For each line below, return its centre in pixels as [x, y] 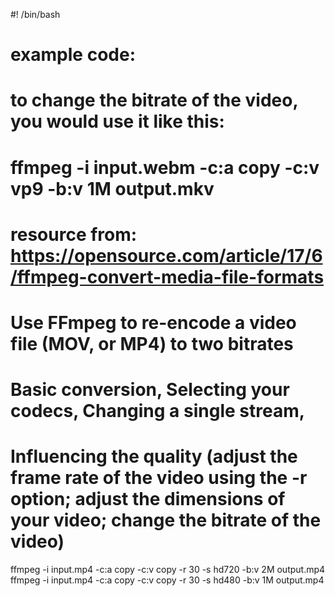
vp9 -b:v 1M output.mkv [112, 188]
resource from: [74, 234]
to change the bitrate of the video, [154, 100]
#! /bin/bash [35, 14]
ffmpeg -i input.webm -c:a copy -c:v [165, 167]
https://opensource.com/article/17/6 [166, 255]
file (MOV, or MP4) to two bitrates [152, 343]
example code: [73, 55]
